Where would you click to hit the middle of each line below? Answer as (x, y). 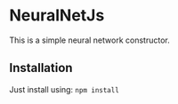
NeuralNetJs (57, 16)
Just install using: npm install (65, 89)
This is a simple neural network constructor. (90, 40)
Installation (41, 68)
